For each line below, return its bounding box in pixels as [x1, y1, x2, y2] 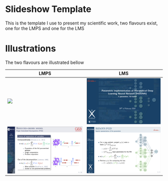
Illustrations [5, 43, 56, 54]
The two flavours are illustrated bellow [5, 59, 84, 65]
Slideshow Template [5, 3, 91, 15]
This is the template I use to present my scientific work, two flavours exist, [5, 20, 158, 26]
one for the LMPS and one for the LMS [5, 25, 84, 31]
